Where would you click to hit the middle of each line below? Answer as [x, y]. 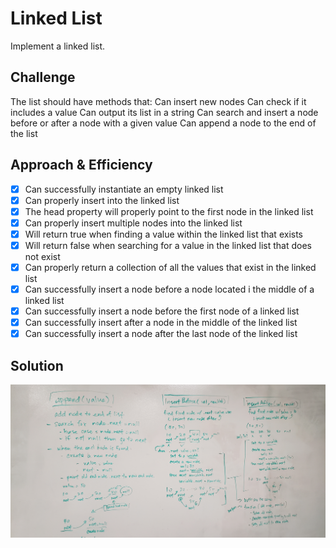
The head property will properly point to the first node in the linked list [169, 211]
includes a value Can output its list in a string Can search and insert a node [164, 112]
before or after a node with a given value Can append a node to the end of [163, 123]
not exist [42, 256]
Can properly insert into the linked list [102, 200]
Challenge [43, 77]
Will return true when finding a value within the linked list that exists [163, 234]
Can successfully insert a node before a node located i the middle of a [169, 289]
